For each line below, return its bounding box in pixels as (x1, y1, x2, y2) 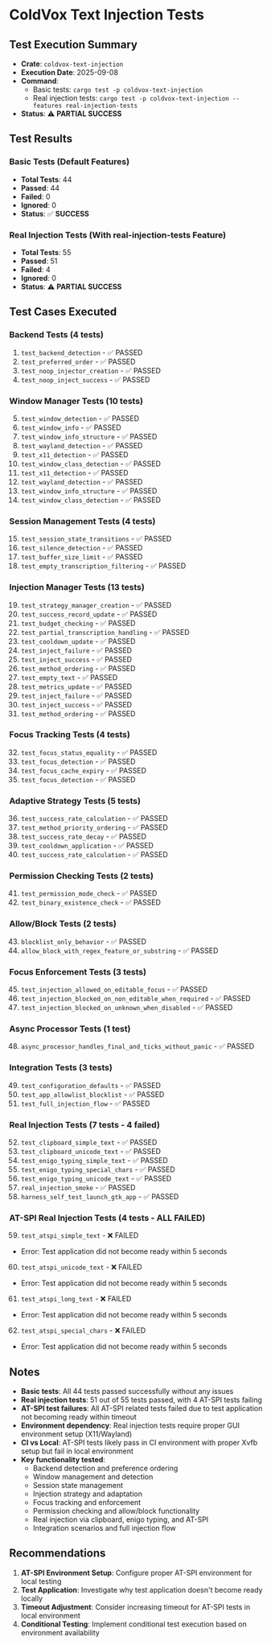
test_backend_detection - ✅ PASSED (20, 348, 143, 357)
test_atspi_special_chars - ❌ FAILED (20, 1325, 146, 1335)
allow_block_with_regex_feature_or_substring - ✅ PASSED (20, 946, 219, 955)
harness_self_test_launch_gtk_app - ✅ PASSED (20, 1191, 179, 1201)
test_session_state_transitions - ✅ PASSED (20, 534, 172, 544)
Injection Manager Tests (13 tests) (9, 582, 146, 593)
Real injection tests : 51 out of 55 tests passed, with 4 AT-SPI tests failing (20, 1395, 262, 1405)
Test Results (9, 132, 73, 146)
